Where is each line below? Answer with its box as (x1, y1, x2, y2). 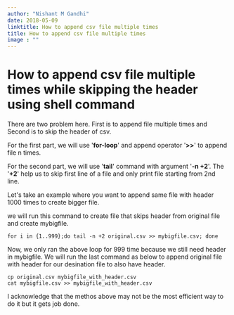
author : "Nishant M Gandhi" (7, 10, 90, 18)
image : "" (7, 37, 39, 44)
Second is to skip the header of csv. (7, 127, 112, 136)
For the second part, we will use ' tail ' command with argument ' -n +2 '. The (7, 162, 225, 171)
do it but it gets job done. (7, 300, 80, 308)
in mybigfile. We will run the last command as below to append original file (7, 252, 223, 261)
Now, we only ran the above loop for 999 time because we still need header (7, 245, 226, 254)
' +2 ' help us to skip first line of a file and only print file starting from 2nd (7, 169, 216, 178)
